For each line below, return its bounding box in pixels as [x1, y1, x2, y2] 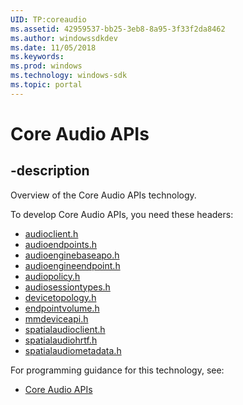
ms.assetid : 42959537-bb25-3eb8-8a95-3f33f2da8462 [10, 24, 226, 34]
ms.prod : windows [10, 61, 83, 71]
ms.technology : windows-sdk [10, 71, 128, 81]
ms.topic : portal [10, 80, 83, 90]
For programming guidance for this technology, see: [10, 364, 225, 376]
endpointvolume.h [24, 302, 100, 314]
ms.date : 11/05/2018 [10, 42, 97, 53]
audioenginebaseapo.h [24, 249, 120, 261]
